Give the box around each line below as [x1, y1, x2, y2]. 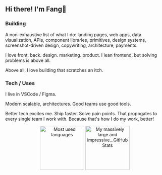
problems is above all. [5, 57, 51, 63]
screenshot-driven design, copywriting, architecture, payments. [5, 42, 138, 48]
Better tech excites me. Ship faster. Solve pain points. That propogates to [5, 110, 157, 116]
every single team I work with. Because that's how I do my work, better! [5, 116, 154, 122]
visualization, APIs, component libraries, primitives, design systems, [5, 37, 146, 43]
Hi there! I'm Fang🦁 [5, 5, 67, 14]
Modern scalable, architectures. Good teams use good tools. [5, 101, 131, 107]
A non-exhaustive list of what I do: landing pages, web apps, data [5, 31, 142, 38]
